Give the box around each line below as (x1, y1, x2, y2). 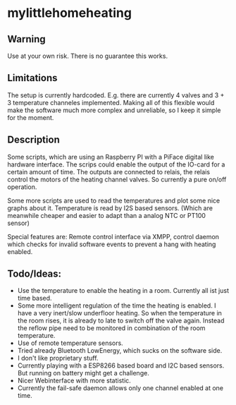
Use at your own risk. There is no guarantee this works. (7, 52, 168, 60)
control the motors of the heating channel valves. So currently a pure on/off (7, 175, 227, 183)
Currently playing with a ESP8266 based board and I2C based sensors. (17, 361, 225, 370)
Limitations (7, 72, 58, 84)
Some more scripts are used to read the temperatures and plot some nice (7, 196, 221, 205)
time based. (17, 294, 52, 303)
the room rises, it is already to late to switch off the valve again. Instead (17, 316, 225, 325)
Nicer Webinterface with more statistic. (17, 376, 132, 385)
